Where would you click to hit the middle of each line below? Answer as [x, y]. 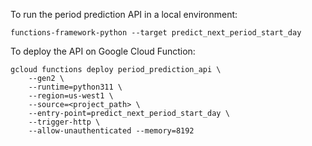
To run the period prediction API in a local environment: [124, 14]
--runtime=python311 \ [75, 87]
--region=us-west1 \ [71, 96]
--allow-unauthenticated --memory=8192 [111, 131]
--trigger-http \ [64, 122]
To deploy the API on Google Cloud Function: [103, 51]
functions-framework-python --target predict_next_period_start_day [156, 33]
